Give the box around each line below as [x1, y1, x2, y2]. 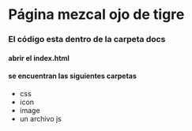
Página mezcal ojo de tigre [8, 6, 185, 24]
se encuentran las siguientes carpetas [8, 71, 137, 80]
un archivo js [19, 114, 62, 123]
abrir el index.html [8, 53, 70, 62]
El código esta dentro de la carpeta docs [8, 34, 166, 45]
